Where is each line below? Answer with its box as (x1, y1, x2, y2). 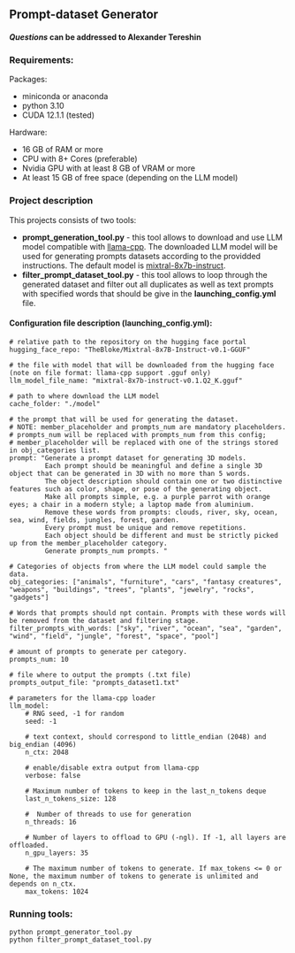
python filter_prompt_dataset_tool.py (9, 935, 152, 945)
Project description (9, 195, 94, 207)
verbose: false (25, 771, 81, 780)
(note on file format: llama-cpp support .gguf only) (9, 368, 212, 377)
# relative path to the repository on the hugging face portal (9, 337, 247, 346)
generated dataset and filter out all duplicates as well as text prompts (21, 279, 274, 289)
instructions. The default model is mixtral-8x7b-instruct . (21, 260, 226, 271)
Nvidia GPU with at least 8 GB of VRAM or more (21, 163, 196, 173)
